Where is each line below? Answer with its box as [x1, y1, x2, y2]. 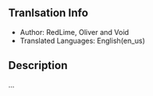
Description [8, 59, 68, 72]
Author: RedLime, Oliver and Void [19, 27, 129, 36]
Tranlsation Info [8, 6, 89, 20]
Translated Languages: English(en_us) [19, 36, 146, 45]
